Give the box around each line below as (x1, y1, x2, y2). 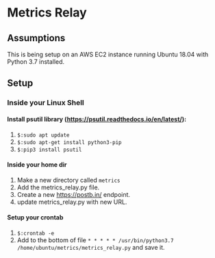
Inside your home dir (7, 161, 67, 169)
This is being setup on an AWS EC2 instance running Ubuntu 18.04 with (7, 50, 209, 58)
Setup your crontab (7, 213, 64, 222)
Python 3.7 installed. (7, 58, 65, 66)
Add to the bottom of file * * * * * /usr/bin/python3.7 (16, 235, 174, 244)
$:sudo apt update (16, 132, 70, 139)
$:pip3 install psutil (16, 146, 82, 153)
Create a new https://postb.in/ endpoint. (16, 190, 131, 198)
